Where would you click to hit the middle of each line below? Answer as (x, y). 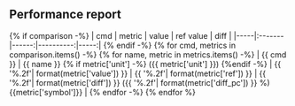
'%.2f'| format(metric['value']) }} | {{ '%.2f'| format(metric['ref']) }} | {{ (138, 73)
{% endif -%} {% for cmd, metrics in (170, 45)
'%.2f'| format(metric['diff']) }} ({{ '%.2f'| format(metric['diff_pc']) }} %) (140, 82)
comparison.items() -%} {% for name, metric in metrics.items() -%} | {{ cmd (148, 54)
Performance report (65, 15)
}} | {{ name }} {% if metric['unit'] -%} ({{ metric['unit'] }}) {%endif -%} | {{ (145, 64)
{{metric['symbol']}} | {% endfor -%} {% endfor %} (103, 92)
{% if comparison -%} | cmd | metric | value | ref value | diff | (120, 35)
